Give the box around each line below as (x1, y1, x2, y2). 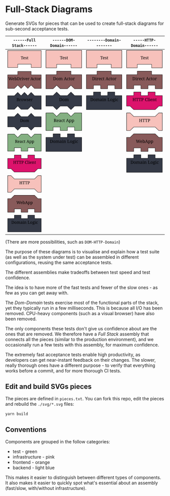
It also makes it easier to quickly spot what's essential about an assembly (5, 480, 158, 486)
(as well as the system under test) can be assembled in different (5, 254, 139, 260)
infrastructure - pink (12, 454, 55, 460)
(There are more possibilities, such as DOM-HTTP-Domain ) (5, 239, 120, 245)
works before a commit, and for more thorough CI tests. (5, 367, 121, 373)
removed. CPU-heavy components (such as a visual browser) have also (5, 310, 155, 316)
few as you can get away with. (5, 290, 69, 296)
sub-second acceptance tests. (5, 25, 69, 31)
